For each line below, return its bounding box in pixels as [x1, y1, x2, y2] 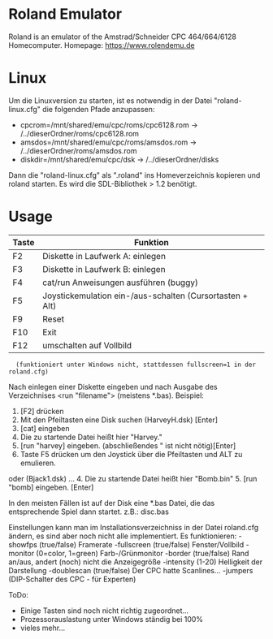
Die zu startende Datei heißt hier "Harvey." [19, 432, 162, 442]
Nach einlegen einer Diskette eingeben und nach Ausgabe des [8, 382, 218, 391]
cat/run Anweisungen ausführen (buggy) [42, 277, 199, 288]
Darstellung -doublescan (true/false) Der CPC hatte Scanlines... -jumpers [8, 565, 253, 575]
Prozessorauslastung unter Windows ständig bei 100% [19, 614, 204, 624]
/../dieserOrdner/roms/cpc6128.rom [19, 128, 140, 138]
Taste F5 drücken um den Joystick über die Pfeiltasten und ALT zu [19, 449, 243, 459]
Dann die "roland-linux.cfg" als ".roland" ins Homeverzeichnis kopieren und [8, 170, 261, 179]
